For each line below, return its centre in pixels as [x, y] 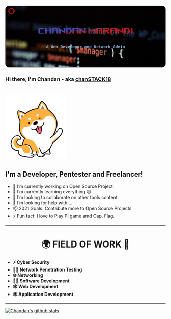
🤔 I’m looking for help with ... [42, 203]
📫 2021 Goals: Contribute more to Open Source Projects [72, 208]
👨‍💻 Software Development [41, 281]
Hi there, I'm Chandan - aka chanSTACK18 [58, 79]
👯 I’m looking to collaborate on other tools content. [66, 198]
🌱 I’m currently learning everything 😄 [52, 192]
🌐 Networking [28, 275]
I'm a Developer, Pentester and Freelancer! [74, 174]
